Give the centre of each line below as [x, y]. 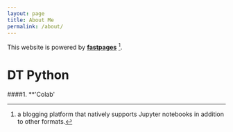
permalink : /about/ [35, 26]
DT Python [38, 75]
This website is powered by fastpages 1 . [65, 47]
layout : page [26, 13]
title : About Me [31, 20]
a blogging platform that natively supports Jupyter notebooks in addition [120, 114]
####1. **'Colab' [31, 94]
